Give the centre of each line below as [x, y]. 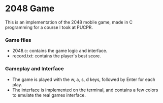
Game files [18, 40]
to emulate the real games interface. [49, 95]
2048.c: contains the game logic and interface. [60, 51]
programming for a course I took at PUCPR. [49, 27]
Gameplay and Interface [34, 69]
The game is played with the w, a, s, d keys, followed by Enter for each [84, 79]
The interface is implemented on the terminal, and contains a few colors [85, 90]
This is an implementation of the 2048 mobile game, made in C [69, 22]
